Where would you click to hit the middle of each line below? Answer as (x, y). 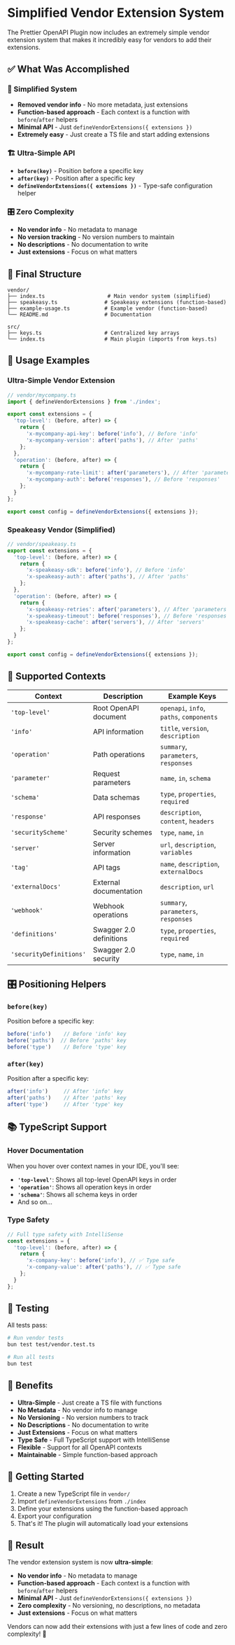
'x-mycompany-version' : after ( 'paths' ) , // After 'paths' (112, 440)
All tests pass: (27, 1325)
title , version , (184, 728)
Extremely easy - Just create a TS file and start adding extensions (113, 134)
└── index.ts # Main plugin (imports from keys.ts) (112, 339)
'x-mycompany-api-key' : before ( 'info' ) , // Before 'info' (112, 434)
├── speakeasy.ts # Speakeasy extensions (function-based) (117, 303)
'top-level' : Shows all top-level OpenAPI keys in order (97, 1180)
